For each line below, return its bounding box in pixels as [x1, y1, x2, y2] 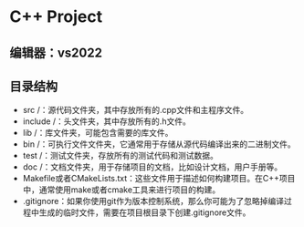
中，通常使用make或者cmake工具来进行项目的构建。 [22, 184, 221, 195]
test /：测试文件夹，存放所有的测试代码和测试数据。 [22, 150, 219, 161]
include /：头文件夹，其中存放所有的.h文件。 [22, 116, 192, 127]
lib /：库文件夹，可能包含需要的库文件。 [22, 128, 173, 139]
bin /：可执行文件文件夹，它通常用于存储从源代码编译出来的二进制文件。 [22, 139, 297, 150]
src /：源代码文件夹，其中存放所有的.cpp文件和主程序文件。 [22, 105, 249, 116]
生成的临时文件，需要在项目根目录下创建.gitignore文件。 [38, 207, 251, 218]
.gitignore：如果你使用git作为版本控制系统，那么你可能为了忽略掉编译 [22, 196, 285, 207]
